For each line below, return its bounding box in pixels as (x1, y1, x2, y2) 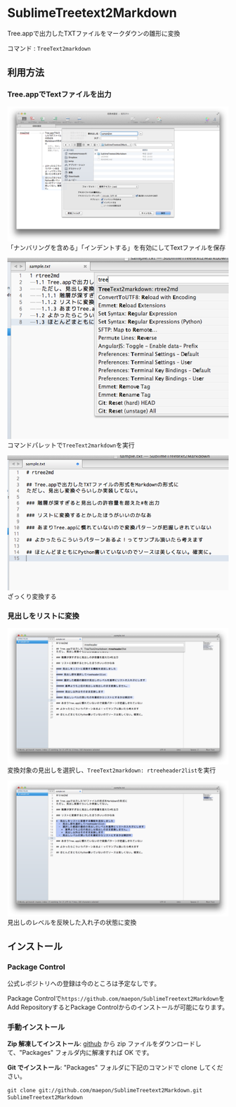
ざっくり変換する (7, 592, 57, 600)
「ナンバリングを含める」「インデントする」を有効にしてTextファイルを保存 (7, 243, 226, 251)
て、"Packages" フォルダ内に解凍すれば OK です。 (7, 1049, 153, 1057)
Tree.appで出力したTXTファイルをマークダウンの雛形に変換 (7, 29, 181, 37)
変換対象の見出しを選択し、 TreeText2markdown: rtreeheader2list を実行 (7, 766, 216, 774)
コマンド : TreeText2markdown (7, 44, 91, 52)
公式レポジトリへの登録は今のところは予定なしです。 (7, 979, 161, 987)
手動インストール (7, 1022, 65, 1032)
